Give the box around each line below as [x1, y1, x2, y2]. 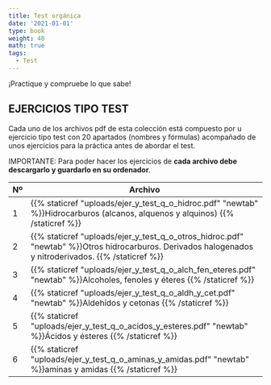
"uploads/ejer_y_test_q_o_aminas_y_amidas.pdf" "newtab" [31, 354, 250, 365]
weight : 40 [8, 34, 45, 43]
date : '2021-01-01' [8, 19, 74, 27]
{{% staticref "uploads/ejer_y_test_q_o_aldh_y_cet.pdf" [31, 287, 236, 298]
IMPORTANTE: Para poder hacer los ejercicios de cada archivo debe [8, 156, 238, 166]
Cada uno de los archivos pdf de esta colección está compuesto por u [8, 123, 242, 133]
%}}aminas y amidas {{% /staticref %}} [31, 363, 177, 375]
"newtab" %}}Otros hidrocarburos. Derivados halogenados [31, 241, 254, 252]
